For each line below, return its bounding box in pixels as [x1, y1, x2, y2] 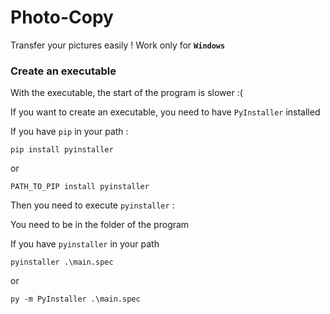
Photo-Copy [10, 6, 114, 29]
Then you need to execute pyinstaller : [10, 199, 175, 211]
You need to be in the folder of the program [10, 219, 190, 231]
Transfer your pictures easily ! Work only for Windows [10, 39, 226, 51]
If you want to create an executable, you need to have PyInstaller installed [10, 106, 321, 118]
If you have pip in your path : [10, 126, 129, 138]
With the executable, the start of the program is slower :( [10, 87, 243, 99]
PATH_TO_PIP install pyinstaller [10, 182, 150, 192]
